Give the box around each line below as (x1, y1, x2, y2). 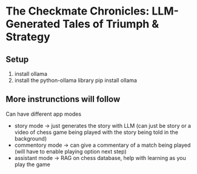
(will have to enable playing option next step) (14, 147, 127, 155)
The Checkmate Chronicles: (5, 4, 150, 18)
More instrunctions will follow (5, 94, 121, 104)
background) (14, 135, 47, 142)
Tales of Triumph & (62, 17, 159, 31)
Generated (5, 17, 61, 31)
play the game (14, 161, 51, 168)
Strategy (5, 30, 51, 44)
